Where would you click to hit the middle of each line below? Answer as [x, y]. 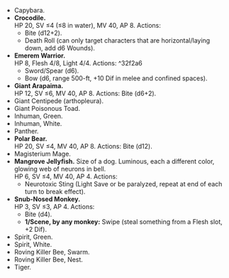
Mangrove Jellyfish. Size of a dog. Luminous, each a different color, [114, 161]
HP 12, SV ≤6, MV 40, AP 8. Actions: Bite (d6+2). [85, 93]
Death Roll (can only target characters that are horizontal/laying [117, 41]
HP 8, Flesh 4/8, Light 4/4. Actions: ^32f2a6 [78, 63]
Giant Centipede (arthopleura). [59, 101]
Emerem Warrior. [40, 55]
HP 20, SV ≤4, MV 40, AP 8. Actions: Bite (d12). [83, 146]
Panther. [26, 131]
